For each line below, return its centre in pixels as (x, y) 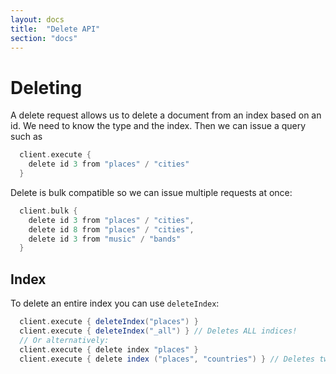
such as (26, 137)
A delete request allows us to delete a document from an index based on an (166, 115)
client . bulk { (48, 211)
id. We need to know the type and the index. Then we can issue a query (158, 126)
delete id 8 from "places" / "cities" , (111, 229)
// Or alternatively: (64, 340)
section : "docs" (44, 38)
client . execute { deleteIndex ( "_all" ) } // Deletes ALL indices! (158, 331)
